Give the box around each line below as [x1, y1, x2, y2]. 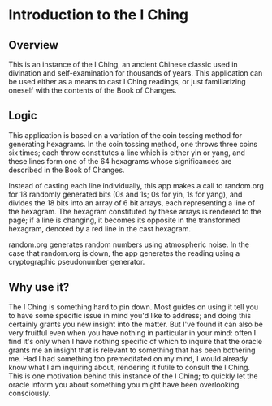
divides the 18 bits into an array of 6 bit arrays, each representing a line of [8, 197, 256, 208]
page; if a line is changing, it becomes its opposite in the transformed [8, 215, 240, 225]
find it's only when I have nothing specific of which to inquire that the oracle [8, 336, 262, 346]
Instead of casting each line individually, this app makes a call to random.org [8, 180, 264, 190]
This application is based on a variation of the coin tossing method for [8, 130, 242, 140]
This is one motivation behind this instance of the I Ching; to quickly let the [8, 371, 258, 381]
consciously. [8, 388, 51, 398]
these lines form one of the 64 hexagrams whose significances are [8, 156, 232, 166]
